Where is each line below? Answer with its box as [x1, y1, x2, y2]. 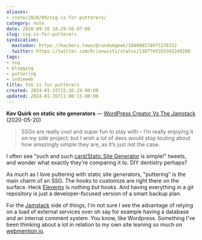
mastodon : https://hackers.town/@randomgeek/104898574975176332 [11, 43, 177, 49]
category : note [6, 20, 45, 26]
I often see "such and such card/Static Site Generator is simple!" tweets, [6, 152, 186, 160]
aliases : [6, 8, 28, 15]
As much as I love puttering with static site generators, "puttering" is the [6, 170, 186, 178]
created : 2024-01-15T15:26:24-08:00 [6, 88, 99, 94]
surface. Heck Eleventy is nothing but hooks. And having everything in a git [6, 183, 194, 190]
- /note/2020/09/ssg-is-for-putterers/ [6, 15, 107, 21]
